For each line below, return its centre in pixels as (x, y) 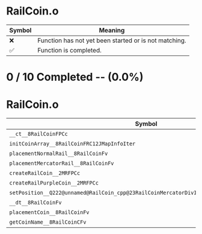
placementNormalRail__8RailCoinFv (59, 154)
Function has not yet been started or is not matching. (112, 40)
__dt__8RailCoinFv (35, 203)
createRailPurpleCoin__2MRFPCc (54, 183)
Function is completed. (69, 50)
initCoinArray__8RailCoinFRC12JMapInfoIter (72, 144)
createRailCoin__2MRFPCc (45, 173)
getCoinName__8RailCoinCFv (48, 222)
